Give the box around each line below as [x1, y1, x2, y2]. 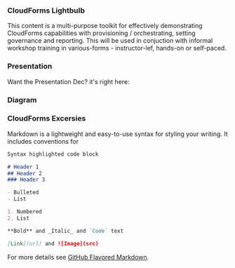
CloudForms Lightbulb [7, 6, 86, 15]
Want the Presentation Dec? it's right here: [7, 77, 130, 86]
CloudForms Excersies [7, 114, 86, 123]
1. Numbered [7, 208, 42, 215]
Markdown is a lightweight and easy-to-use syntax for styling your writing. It [7, 129, 228, 138]
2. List [7, 215, 30, 222]
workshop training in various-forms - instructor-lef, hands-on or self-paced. [7, 44, 227, 53]
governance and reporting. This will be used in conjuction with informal [7, 36, 213, 45]
